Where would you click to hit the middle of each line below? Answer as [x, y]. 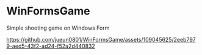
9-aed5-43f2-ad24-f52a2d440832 [51, 46]
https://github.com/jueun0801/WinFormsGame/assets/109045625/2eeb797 [101, 39]
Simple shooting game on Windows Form [58, 28]
